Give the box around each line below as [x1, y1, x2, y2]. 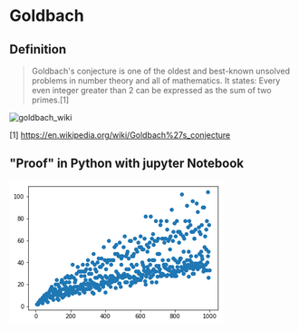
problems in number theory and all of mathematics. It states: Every [31, 75, 281, 86]
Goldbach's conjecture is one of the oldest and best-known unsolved [31, 65, 290, 76]
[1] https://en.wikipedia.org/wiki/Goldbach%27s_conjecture [9, 130, 231, 141]
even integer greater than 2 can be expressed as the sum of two [31, 85, 272, 95]
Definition [9, 42, 66, 57]
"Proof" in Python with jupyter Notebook [9, 156, 245, 171]
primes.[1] [31, 94, 70, 105]
